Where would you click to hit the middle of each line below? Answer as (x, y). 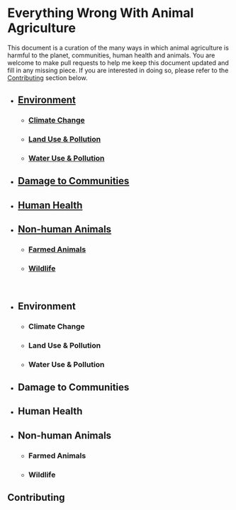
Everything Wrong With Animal (101, 13)
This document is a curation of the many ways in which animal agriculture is (118, 47)
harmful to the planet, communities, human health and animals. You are (111, 55)
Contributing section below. (47, 78)
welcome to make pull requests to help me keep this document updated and (118, 62)
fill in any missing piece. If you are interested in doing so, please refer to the (118, 70)
